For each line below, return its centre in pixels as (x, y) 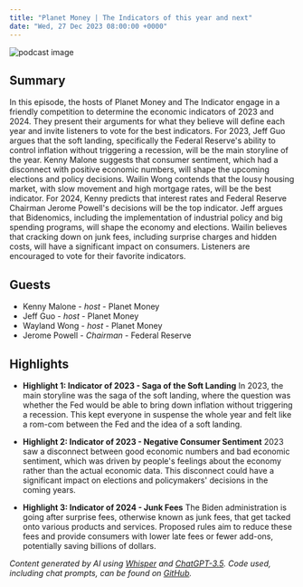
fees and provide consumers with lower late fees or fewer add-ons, (148, 536)
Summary (38, 80)
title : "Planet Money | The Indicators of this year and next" (131, 18)
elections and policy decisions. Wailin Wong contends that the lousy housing (152, 179)
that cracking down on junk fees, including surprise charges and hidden (143, 237)
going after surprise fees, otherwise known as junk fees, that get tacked (156, 516)
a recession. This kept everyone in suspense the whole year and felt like (157, 414)
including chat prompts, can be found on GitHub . (101, 573)
